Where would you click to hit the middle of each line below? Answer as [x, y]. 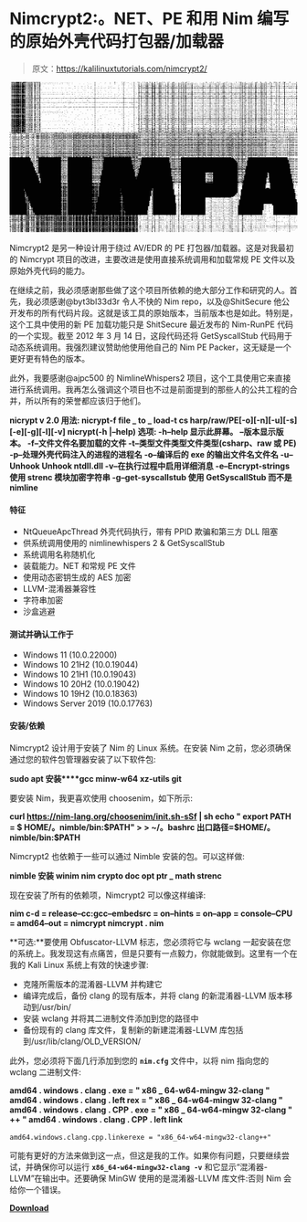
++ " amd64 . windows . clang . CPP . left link [96, 1119]
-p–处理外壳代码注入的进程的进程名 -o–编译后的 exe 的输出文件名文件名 [144, 454]
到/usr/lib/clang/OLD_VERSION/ [82, 1041]
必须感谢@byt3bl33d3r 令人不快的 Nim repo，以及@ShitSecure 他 [158, 301]
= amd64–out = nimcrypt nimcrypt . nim [87, 922]
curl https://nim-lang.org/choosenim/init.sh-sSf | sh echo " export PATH [150, 816]
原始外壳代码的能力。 [49, 271]
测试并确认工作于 [42, 634]
